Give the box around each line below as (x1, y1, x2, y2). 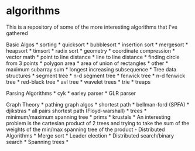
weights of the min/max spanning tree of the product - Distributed (6, 126, 165, 133)
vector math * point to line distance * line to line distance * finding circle (6, 53, 180, 60)
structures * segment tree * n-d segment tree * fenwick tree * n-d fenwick (6, 72, 186, 79)
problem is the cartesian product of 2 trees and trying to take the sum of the (6, 119, 190, 126)
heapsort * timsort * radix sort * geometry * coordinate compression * (6, 47, 176, 54)
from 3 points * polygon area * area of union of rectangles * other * (6, 60, 169, 67)
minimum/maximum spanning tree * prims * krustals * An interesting (6, 113, 171, 121)
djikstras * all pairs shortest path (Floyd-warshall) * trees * (6, 107, 147, 114)
